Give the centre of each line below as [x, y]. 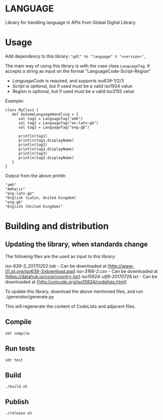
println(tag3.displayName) [46, 158]
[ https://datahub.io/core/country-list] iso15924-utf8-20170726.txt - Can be [81, 277]
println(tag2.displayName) [46, 149]
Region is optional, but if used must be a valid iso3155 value [73, 91]
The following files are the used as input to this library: [61, 256]
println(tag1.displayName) [46, 140]
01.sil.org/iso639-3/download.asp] [40, 271]
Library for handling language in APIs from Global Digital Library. [71, 22]
